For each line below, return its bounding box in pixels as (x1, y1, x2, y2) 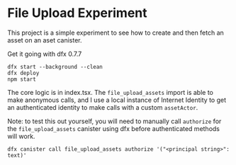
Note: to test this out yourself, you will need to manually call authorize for (7, 117, 222, 125)
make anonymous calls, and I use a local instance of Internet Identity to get (7, 96, 227, 104)
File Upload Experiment (7, 5, 147, 21)
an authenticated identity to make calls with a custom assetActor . (7, 103, 198, 111)
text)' (7, 152, 27, 159)
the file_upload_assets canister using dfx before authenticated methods (7, 124, 220, 132)
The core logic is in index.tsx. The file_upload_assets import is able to (7, 88, 214, 96)
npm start (7, 76, 37, 83)
